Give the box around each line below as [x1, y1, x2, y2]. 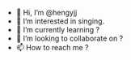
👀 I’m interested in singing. [15, 16, 105, 26]
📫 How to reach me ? [15, 43, 89, 52]
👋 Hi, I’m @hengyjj [15, 8, 78, 17]
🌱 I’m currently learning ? [15, 25, 99, 34]
